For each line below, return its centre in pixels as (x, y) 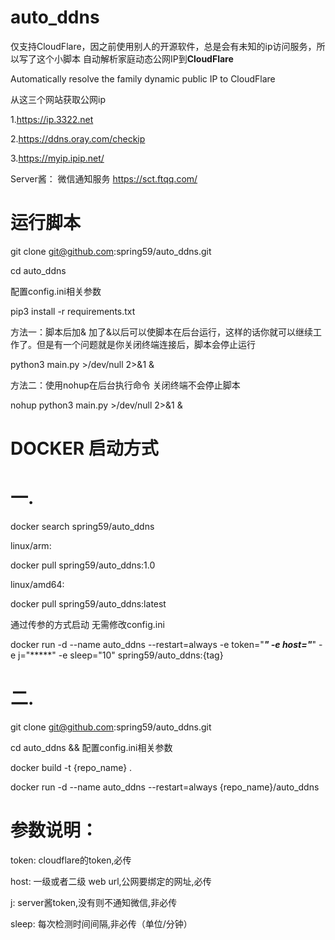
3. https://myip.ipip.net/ (57, 158)
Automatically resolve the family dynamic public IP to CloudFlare (143, 78)
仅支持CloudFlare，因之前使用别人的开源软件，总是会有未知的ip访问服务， (163, 46)
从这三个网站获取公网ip (58, 99)
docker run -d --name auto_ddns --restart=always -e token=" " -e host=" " (163, 644)
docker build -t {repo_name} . (71, 767)
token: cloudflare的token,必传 (71, 860)
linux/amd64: (37, 584)
